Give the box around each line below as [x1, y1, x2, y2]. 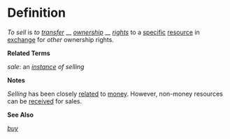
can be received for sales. [7, 96, 82, 105]
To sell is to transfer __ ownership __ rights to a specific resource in [7, 28, 201, 36]
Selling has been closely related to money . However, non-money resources [7, 89, 224, 98]
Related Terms [7, 49, 50, 57]
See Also [7, 110, 34, 119]
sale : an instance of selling [7, 62, 85, 71]
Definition [7, 5, 66, 21]
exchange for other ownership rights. [7, 35, 114, 43]
